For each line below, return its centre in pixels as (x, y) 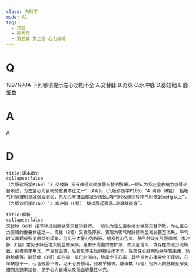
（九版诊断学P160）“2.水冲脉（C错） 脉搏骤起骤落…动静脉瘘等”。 (76, 203)
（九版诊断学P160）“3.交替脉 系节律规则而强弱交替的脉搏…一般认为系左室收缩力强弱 (95, 185)
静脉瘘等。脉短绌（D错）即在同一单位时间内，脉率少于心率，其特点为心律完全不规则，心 (97, 257)
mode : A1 (17, 17)
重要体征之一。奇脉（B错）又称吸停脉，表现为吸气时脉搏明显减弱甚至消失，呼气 (106, 232)
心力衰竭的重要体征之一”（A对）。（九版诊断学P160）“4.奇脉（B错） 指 (110, 191)
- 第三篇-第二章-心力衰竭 (39, 39)
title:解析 (19, 215)
